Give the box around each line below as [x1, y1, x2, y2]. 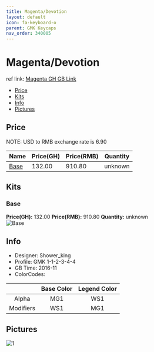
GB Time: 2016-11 [14, 264, 57, 271]
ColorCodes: [14, 271, 46, 278]
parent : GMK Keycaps [6, 25, 57, 31]
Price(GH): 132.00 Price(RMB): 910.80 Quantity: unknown [6, 213, 149, 220]
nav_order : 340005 [6, 31, 51, 36]
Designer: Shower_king [14, 252, 71, 259]
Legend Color [78, 285, 118, 293]
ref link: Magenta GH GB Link [6, 75, 76, 82]
